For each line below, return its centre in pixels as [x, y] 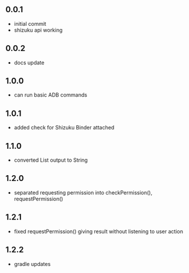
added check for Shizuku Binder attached [64, 128]
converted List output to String [51, 160]
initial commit [30, 23]
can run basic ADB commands [50, 95]
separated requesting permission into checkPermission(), [83, 192]
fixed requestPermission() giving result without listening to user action [99, 231]
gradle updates [32, 264]
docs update [29, 62]
